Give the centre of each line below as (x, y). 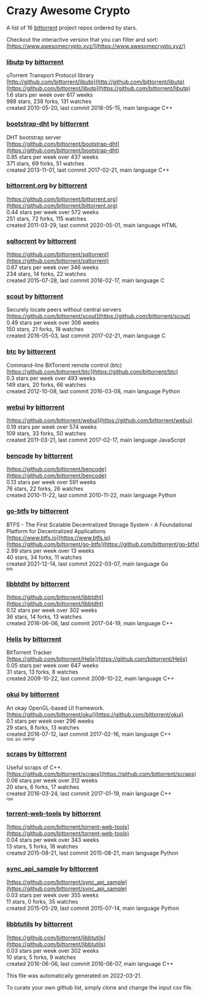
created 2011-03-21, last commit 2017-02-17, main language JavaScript (96, 440)
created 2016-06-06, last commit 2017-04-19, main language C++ (90, 623)
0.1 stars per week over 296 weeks (50, 721)
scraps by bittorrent (37, 754)
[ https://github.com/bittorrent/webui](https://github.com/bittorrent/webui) (100, 420)
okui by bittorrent (33, 695)
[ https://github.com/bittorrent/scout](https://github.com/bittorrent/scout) (98, 316)
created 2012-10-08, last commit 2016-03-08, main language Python (93, 391)
